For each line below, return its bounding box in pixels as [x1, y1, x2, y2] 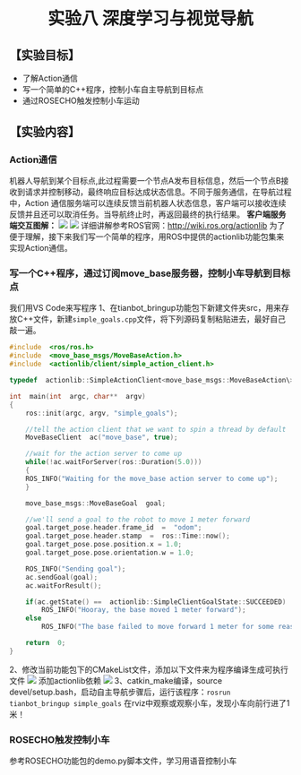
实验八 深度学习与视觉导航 [47, 7, 254, 29]
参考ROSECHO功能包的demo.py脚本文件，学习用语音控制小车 [9, 755, 237, 766]
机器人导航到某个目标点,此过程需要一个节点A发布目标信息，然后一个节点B [9, 176, 281, 186]
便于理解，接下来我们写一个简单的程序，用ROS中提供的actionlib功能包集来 [9, 231, 285, 242]
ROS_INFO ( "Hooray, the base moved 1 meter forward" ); [41, 606, 246, 615]
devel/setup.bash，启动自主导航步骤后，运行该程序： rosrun [9, 686, 231, 697]
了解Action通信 [21, 73, 79, 84]
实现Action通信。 [9, 243, 73, 254]
